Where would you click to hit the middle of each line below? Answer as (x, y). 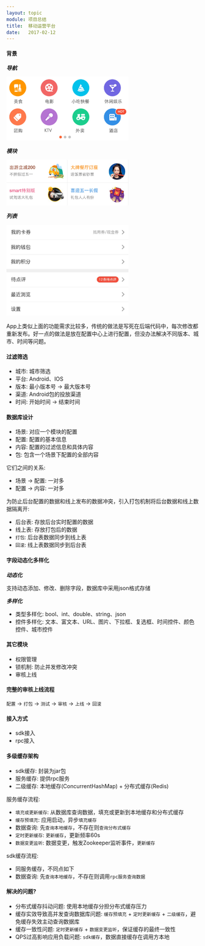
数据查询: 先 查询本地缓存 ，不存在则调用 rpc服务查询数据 (80, 876)
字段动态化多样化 (28, 561)
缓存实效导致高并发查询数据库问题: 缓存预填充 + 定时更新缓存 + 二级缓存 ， (103, 914)
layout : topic (24, 13)
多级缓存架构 (22, 756)
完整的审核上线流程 (31, 690)
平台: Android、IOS (39, 379)
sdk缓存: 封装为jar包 (40, 770)
